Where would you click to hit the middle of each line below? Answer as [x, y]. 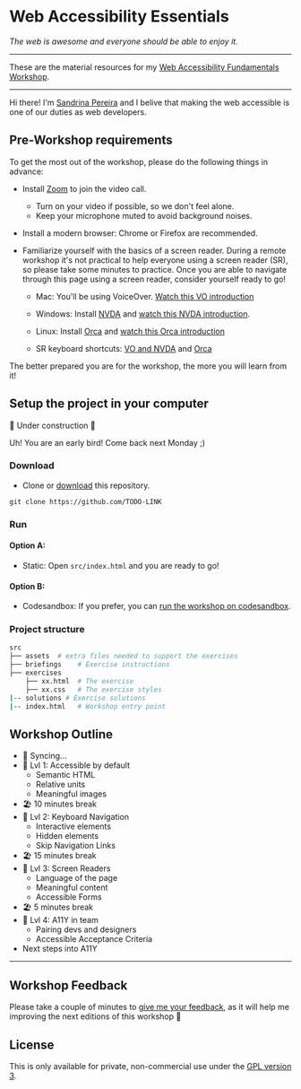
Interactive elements [73, 826]
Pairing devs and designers [86, 929]
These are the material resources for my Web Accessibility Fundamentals [144, 67]
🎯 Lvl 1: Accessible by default [76, 765]
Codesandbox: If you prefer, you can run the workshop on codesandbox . [156, 606]
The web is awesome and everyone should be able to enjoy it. [124, 41]
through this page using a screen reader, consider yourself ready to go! [154, 279]
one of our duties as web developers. [78, 112]
